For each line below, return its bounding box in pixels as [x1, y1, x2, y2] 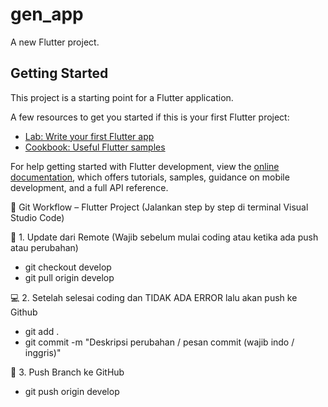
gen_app [10, 3, 84, 26]
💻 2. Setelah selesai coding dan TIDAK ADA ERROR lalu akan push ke [10, 291, 298, 303]
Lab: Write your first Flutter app [24, 130, 155, 142]
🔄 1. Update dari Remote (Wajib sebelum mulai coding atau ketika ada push [10, 231, 319, 243]
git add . [24, 325, 60, 337]
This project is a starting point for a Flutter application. [10, 91, 234, 103]
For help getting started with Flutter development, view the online [10, 160, 280, 172]
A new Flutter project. [10, 36, 100, 48]
